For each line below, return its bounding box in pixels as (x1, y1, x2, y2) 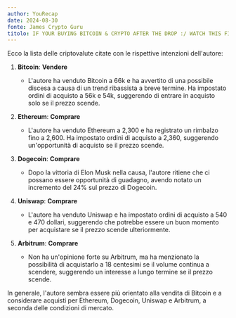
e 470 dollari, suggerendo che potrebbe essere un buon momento (27, 218, 219, 227)
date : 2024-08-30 (7, 17, 58, 24)
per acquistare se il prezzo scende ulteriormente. (27, 226, 171, 234)
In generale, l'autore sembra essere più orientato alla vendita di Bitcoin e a (7, 289, 223, 298)
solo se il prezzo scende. (27, 99, 100, 108)
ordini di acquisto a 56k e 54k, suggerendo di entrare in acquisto (27, 91, 216, 100)
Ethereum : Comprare (17, 113, 81, 121)
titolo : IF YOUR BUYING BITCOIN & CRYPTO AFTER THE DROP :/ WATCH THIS (7, 30, 221, 37)
